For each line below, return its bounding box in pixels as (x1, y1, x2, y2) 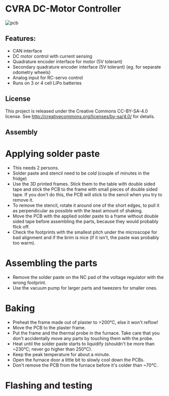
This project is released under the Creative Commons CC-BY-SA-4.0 (5, 108, 148, 114)
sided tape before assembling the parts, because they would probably (12, 218, 159, 224)
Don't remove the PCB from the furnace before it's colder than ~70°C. (12, 362, 158, 368)
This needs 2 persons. (12, 164, 60, 171)
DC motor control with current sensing (12, 53, 92, 59)
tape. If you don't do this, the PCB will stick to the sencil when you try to (12, 191, 162, 197)
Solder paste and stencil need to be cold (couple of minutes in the (12, 170, 150, 176)
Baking (5, 303, 35, 314)
